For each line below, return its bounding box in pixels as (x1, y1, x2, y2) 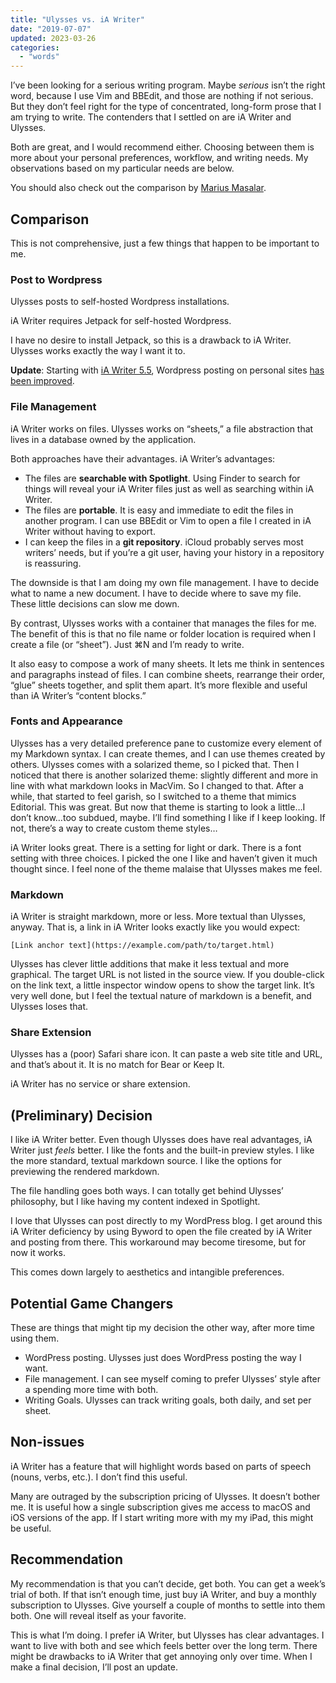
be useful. (10, 1522, 52, 1534)
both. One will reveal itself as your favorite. (10, 1609, 187, 1621)
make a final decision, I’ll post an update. (10, 1661, 178, 1673)
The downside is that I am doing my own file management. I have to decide (10, 576, 320, 588)
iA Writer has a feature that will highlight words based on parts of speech (10, 1460, 312, 1472)
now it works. (10, 1247, 66, 1259)
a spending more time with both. (24, 1384, 159, 1396)
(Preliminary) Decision (10, 1107, 153, 1124)
